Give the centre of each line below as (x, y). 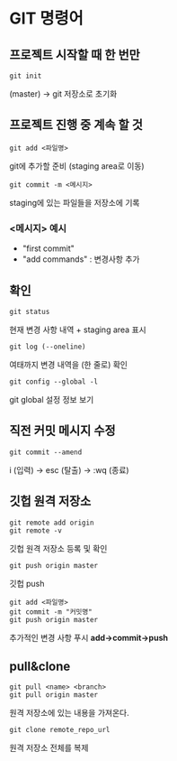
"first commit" (48, 248)
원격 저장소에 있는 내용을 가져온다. (69, 713)
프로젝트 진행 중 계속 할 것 (76, 125)
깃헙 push (27, 583)
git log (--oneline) (48, 347)
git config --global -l (54, 381)
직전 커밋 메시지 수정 (62, 431)
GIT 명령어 (46, 19)
